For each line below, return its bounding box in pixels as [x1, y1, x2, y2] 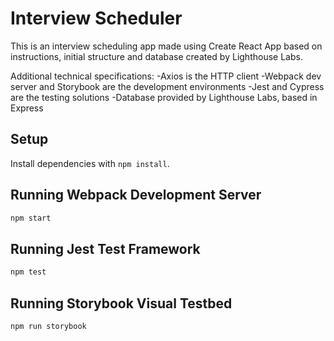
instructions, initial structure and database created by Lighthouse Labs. [10, 50, 303, 62]
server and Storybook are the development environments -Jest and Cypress [10, 80, 325, 92]
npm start [10, 213, 52, 223]
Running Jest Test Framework [10, 240, 201, 257]
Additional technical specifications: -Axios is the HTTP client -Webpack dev [10, 70, 322, 82]
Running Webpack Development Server [10, 187, 262, 204]
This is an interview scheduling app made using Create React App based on [10, 40, 323, 52]
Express [10, 102, 44, 114]
